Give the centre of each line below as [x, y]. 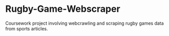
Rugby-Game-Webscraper [63, 9]
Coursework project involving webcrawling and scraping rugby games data [84, 23]
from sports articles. [27, 28]
